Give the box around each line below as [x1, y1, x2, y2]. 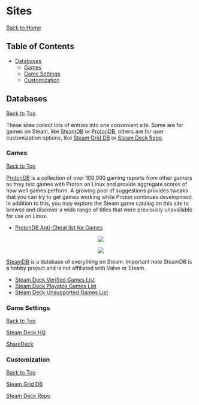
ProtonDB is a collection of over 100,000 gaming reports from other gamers [6, 174, 193, 181]
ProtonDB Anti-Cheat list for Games [14, 223, 103, 231]
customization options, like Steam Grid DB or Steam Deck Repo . [6, 134, 164, 141]
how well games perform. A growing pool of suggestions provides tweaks [6, 187, 189, 194]
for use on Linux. [6, 212, 48, 219]
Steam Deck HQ [6, 329, 46, 336]
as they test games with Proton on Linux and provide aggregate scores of [6, 180, 188, 188]
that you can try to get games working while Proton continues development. [6, 193, 194, 200]
